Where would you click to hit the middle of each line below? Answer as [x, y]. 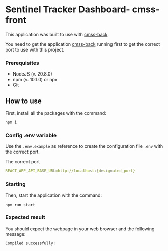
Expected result [25, 217]
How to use [23, 101]
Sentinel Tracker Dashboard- [68, 9]
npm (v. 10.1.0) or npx [35, 80]
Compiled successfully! [31, 243]
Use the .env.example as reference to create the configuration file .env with [84, 146]
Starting [16, 184]
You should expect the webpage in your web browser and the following [80, 229]
